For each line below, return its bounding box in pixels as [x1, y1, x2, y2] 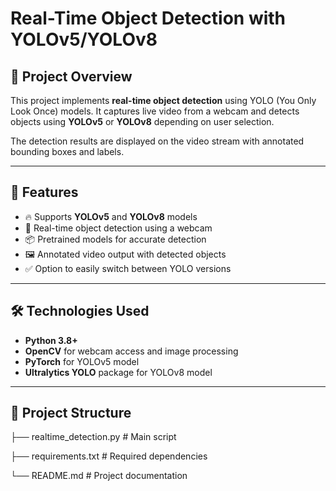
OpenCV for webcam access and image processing [24, 345, 239, 357]
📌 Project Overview [10, 68, 133, 85]
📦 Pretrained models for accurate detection [24, 233, 207, 245]
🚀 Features [10, 184, 79, 201]
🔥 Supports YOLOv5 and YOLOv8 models [24, 210, 198, 222]
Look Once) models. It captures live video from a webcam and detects [10, 105, 300, 117]
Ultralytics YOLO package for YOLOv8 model [24, 366, 213, 378]
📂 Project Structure [10, 405, 132, 422]
